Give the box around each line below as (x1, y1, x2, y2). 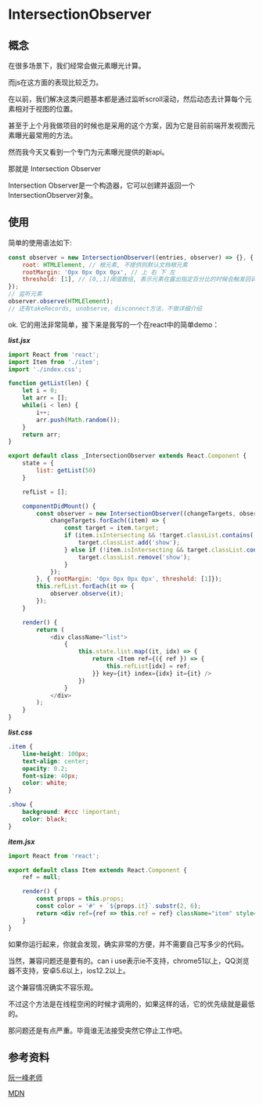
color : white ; (22, 779, 68, 787)
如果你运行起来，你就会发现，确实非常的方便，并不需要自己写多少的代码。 (8, 939, 248, 949)
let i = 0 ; (22, 387, 58, 395)
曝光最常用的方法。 (14, 131, 77, 140)
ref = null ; (22, 873, 61, 881)
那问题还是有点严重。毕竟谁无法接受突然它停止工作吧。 (8, 1026, 186, 1035)
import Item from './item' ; (8, 358, 100, 366)
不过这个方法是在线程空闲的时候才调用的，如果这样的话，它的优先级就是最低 (8, 999, 255, 1008)
